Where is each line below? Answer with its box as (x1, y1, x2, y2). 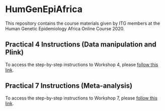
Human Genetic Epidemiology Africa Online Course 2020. (5, 25, 125, 31)
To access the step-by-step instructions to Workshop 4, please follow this (5, 62, 158, 68)
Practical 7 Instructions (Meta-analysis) (5, 82, 132, 90)
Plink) (5, 48, 24, 57)
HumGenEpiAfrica (5, 4, 83, 15)
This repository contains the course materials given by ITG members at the (5, 20, 160, 26)
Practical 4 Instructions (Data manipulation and (5, 40, 157, 49)
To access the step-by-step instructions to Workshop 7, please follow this (5, 95, 157, 101)
